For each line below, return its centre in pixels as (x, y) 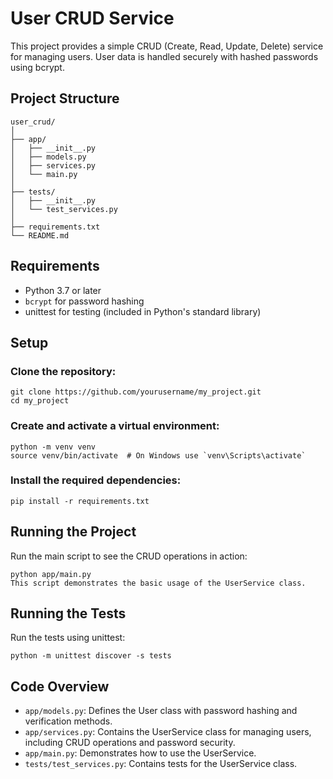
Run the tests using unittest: (68, 638)
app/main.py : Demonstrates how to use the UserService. (140, 753)
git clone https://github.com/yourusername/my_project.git (136, 392)
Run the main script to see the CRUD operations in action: (129, 556)
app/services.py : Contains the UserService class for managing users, (168, 732)
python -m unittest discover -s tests (91, 656)
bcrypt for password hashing (84, 301)
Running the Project (73, 532)
